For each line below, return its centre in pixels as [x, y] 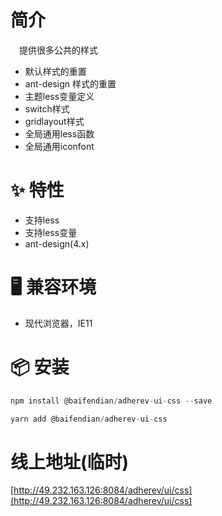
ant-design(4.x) [57, 243]
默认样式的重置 [55, 71]
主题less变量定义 [59, 96]
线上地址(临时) [70, 462]
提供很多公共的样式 [58, 50]
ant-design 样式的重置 [70, 83]
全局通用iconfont [59, 146]
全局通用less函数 [59, 133]
